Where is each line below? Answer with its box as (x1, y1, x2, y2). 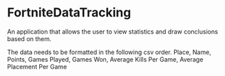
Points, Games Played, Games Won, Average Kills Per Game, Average (7, 55, 204, 63)
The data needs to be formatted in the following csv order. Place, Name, (7, 48, 211, 56)
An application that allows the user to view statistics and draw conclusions (7, 27, 218, 36)
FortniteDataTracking (7, 5, 131, 21)
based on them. (7, 34, 52, 42)
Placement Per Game (7, 62, 67, 71)
